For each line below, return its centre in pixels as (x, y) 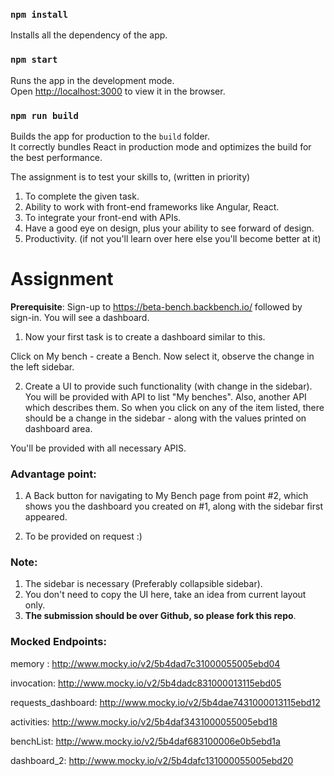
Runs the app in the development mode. (92, 80)
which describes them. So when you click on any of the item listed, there (174, 407)
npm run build (44, 115)
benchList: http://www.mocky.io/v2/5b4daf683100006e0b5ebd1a (145, 741)
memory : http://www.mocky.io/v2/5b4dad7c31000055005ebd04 (145, 663)
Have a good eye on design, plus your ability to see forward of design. (169, 228)
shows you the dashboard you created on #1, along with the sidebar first (173, 506)
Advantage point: (53, 474)
